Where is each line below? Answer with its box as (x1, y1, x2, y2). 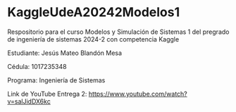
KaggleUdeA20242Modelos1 (7, 4, 180, 20)
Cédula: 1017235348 (7, 62, 67, 70)
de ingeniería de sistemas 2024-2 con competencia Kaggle (7, 35, 180, 43)
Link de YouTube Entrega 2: (7, 89, 87, 98)
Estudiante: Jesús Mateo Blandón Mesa (7, 49, 122, 57)
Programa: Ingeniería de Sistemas (7, 75, 106, 85)
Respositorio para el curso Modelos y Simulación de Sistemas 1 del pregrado (7, 27, 230, 36)
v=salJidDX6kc (7, 97, 51, 106)
